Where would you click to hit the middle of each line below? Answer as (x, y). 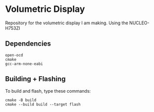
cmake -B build (21, 100)
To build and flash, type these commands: (48, 91)
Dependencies (28, 44)
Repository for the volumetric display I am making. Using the (67, 23)
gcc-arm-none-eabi (24, 64)
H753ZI (13, 28)
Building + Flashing (35, 79)
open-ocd (14, 55)
